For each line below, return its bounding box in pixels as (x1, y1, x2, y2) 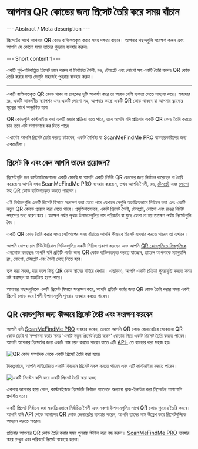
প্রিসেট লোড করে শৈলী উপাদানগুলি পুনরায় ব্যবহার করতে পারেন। (6, 292, 111, 299)
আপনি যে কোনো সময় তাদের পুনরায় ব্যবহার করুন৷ (6, 43, 88, 50)
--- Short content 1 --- (6, 55, 61, 62)
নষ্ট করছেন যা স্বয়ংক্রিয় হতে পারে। (6, 273, 63, 280)
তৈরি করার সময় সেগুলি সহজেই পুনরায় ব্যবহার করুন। (6, 73, 94, 80)
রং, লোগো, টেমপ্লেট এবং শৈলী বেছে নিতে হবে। (6, 255, 84, 262)
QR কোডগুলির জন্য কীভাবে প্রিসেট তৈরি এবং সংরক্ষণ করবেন (6, 309, 153, 320)
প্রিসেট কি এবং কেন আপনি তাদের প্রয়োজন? (6, 158, 110, 168)
